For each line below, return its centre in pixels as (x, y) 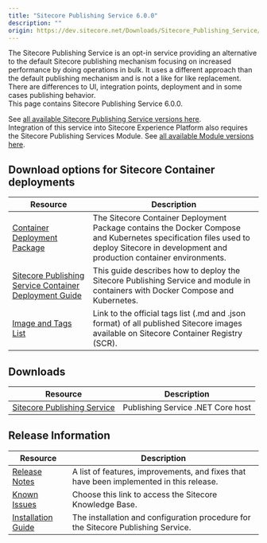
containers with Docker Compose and (163, 291)
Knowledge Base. (104, 504)
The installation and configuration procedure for (161, 517)
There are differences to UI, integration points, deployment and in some (125, 87)
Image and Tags (42, 323)
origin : (21, 30)
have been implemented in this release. (145, 481)
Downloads (37, 371)
